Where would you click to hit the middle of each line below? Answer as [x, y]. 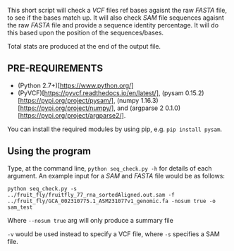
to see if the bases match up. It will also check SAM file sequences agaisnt [116, 18]
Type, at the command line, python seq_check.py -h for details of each [110, 168]
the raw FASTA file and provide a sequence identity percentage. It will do [113, 25]
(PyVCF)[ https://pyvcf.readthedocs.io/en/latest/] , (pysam [100, 93]
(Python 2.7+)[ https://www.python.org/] [75, 85]
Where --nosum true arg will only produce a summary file [91, 220]
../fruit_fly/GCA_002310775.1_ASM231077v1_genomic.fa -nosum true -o [112, 201]
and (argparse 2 [141, 108]
